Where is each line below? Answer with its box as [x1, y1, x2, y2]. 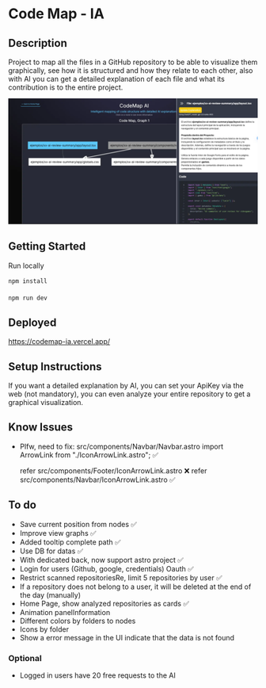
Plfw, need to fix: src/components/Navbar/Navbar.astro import [19, 441, 224, 451]
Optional [8, 652, 42, 663]
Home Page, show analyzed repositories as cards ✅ [19, 598, 190, 608]
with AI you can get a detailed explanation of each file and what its [8, 75, 226, 83]
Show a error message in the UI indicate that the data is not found [19, 633, 235, 642]
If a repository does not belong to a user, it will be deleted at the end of [19, 582, 252, 591]
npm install [8, 277, 47, 285]
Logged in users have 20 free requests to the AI [19, 671, 176, 680]
